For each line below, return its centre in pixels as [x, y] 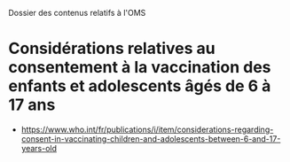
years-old [39, 148]
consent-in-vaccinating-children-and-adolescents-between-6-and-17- [151, 139]
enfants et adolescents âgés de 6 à [140, 86]
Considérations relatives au [112, 49]
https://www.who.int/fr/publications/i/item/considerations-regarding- [147, 129]
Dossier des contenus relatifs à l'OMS [77, 13]
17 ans [32, 105]
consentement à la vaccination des [140, 68]
